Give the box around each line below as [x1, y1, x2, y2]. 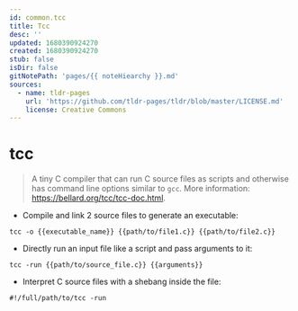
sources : [9, 80, 42, 89]
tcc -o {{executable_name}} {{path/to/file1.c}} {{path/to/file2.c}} [9, 227, 276, 236]
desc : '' [9, 30, 42, 39]
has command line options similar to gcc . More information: [31, 183, 250, 194]
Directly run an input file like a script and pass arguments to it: [22, 244, 253, 254]
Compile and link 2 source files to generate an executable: [22, 210, 239, 221]
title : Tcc [9, 22, 50, 31]
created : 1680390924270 [9, 47, 99, 56]
